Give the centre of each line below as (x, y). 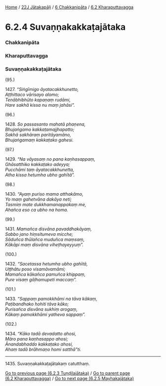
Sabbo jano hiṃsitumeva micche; (39, 234)
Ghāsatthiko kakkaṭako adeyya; (38, 165)
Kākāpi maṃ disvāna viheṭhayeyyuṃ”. (44, 245)
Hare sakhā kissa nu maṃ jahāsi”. (40, 105)
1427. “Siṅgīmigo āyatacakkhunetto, (42, 89)
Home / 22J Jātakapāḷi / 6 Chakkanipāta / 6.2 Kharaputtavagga (69, 7)
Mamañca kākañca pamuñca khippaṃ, (45, 274)
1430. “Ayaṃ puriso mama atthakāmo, (44, 194)
